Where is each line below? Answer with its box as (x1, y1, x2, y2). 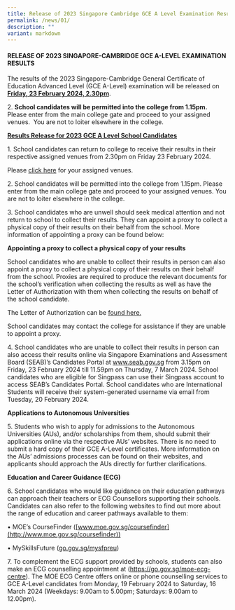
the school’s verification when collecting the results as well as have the (7, 280, 212, 288)
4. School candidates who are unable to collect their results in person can (7, 343, 220, 351)
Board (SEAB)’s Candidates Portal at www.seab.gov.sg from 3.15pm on (7, 358, 211, 367)
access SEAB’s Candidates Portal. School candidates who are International (7, 380, 222, 389)
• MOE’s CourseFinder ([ (7, 523, 78, 531)
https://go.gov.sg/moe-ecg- (129, 565, 211, 574)
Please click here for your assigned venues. (7, 166, 134, 175)
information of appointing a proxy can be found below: (7, 231, 164, 239)
